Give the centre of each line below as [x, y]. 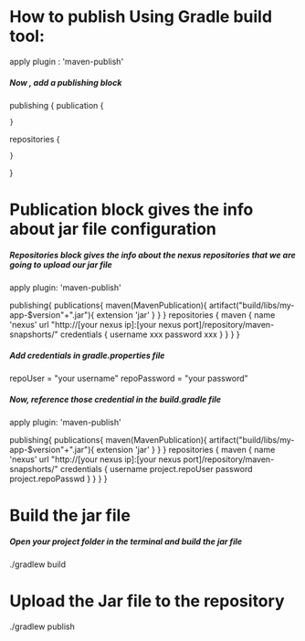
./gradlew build [38, 564]
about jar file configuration [113, 229]
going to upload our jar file [61, 264]
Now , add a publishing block [66, 82]
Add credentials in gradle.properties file [87, 355]
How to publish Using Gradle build [141, 17]
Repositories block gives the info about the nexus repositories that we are [153, 255]
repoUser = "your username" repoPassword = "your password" [129, 378]
